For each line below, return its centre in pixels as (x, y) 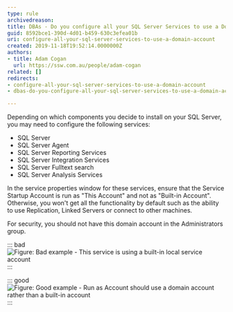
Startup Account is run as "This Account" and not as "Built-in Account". (109, 196)
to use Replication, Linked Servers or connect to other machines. (100, 211)
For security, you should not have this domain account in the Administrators (115, 224)
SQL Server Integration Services (63, 160)
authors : (20, 53)
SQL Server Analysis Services (60, 175)
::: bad (16, 245)
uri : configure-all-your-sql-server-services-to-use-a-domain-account (111, 40)
